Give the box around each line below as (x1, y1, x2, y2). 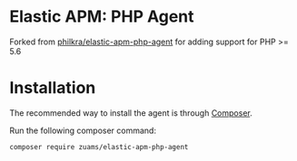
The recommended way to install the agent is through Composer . (9, 107, 252, 118)
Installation (9, 78, 96, 99)
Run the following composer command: (9, 125, 157, 136)
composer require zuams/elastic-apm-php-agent (9, 142, 189, 151)
